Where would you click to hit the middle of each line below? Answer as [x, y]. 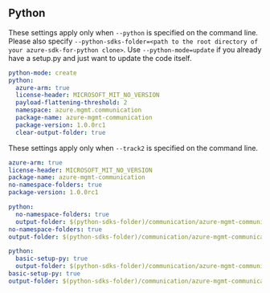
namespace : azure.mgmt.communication [79, 110]
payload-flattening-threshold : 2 [72, 103]
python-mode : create [43, 73]
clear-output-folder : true [61, 132]
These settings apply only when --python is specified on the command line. [133, 32]
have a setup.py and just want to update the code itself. [100, 58]
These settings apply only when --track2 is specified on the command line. [133, 148]
